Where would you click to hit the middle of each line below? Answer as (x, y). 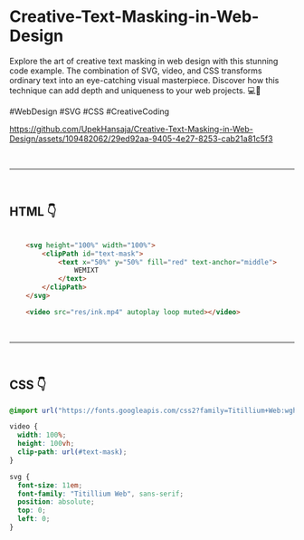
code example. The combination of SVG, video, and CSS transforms (136, 71)
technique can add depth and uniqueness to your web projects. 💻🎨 (135, 90)
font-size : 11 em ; (50, 485)
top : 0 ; (32, 511)
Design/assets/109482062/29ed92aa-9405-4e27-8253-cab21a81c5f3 (141, 139)
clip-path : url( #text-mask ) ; (72, 452)
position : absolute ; (56, 502)
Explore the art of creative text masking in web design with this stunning (144, 61)
